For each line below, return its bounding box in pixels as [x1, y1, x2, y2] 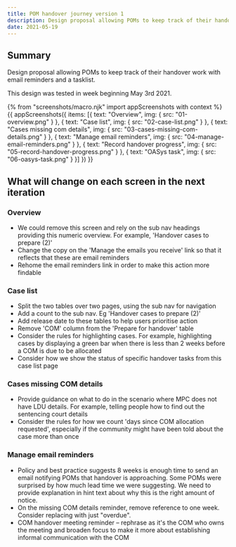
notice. [17, 496, 38, 504]
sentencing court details [17, 410, 88, 418]
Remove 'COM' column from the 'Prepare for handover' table [17, 324, 195, 333]
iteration [7, 186, 46, 198]
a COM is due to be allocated [17, 347, 102, 355]
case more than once [17, 432, 79, 441]
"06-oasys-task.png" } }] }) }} [7, 155, 93, 164]
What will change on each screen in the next [7, 175, 205, 187]
